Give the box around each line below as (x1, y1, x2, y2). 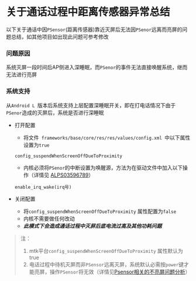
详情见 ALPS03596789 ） (33, 171, 94, 178)
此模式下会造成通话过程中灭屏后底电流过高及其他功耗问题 (23, 222, 162, 229)
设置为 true (23, 141, 50, 148)
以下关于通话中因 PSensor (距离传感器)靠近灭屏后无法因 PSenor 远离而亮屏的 (6, 26, 183, 33)
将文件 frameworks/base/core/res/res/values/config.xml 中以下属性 (23, 134, 191, 141)
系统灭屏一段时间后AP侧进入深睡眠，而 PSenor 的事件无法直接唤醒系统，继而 (6, 64, 188, 71)
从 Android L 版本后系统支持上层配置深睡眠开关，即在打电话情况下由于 (6, 101, 176, 109)
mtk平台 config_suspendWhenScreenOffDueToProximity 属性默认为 (29, 247, 183, 254)
